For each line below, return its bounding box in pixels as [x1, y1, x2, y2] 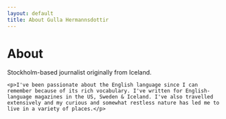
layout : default [7, 10, 54, 17]
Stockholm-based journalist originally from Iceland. [7, 68, 152, 77]
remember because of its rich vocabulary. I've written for [7, 88, 183, 94]
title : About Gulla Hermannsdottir [7, 16, 109, 23]
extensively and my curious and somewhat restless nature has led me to [7, 100, 220, 107]
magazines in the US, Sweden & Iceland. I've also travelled [34, 94, 214, 101]
